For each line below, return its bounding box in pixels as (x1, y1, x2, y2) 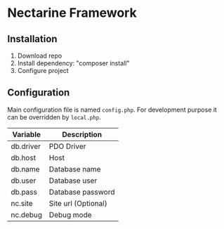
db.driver (11, 141, 41, 151)
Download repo (17, 51, 62, 60)
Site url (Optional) (48, 198, 107, 208)
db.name (11, 164, 40, 174)
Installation (7, 33, 58, 45)
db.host (11, 152, 37, 162)
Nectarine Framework (7, 5, 137, 21)
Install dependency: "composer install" (17, 59, 130, 67)
